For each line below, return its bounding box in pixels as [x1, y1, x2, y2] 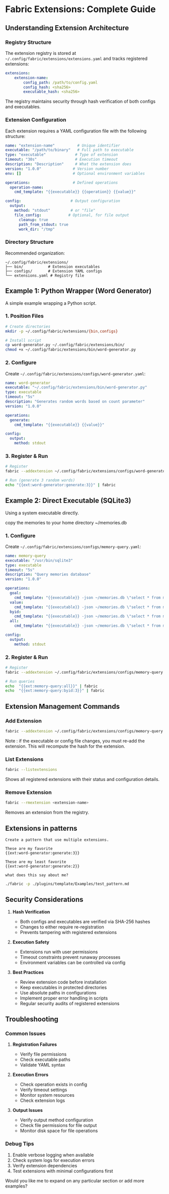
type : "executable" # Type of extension [5, 152, 118, 157]
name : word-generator [5, 380, 51, 385]
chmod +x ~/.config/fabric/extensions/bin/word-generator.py [5, 347, 136, 352]
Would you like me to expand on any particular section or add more [5, 1177, 144, 1183]
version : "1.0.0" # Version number [5, 166, 109, 171]
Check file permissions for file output [20, 1122, 97, 1129]
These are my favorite [5, 846, 53, 851]
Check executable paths [20, 1056, 70, 1063]
